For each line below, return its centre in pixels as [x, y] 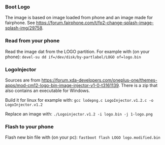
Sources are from [23, 80]
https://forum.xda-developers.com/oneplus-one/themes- [99, 80]
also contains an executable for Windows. [48, 90]
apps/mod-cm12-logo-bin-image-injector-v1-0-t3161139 [62, 85]
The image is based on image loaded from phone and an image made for [79, 18]
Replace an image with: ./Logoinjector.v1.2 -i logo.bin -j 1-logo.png [79, 114]
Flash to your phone [30, 126]
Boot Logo [18, 7]
